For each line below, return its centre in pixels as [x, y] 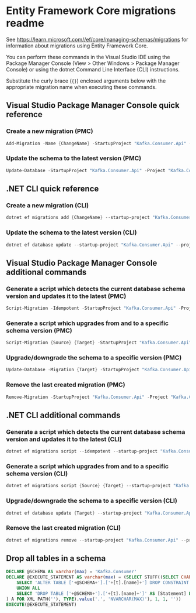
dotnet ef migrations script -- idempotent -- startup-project [82, 451]
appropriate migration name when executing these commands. [81, 87]
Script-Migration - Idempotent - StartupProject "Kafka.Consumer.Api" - [94, 309]
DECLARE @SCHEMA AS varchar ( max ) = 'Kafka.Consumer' [71, 572]
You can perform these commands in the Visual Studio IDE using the [88, 57]
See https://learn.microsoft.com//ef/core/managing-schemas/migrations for [97, 39]
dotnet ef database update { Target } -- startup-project [74, 513]
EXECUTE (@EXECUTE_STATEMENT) [41, 604]
